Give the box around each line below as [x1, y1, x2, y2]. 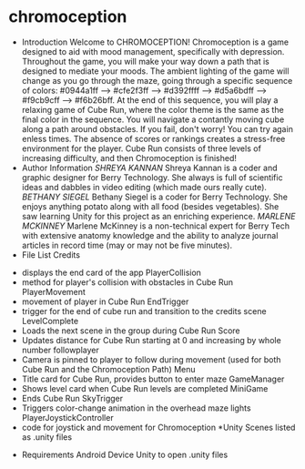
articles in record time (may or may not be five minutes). [21, 240, 233, 250]
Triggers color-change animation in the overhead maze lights [21, 403, 251, 413]
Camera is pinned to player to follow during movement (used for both [21, 353, 281, 365]
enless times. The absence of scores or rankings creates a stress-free [21, 133, 286, 144]
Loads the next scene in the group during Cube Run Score [21, 325, 240, 336]
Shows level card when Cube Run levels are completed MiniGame [21, 382, 269, 393]
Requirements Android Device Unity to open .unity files [21, 449, 229, 460]
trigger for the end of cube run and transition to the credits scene [21, 305, 267, 316]
